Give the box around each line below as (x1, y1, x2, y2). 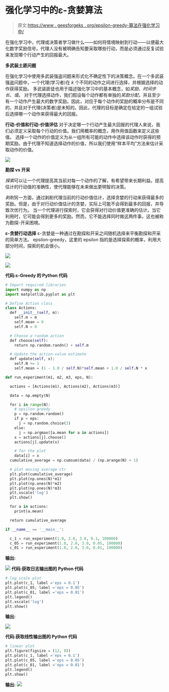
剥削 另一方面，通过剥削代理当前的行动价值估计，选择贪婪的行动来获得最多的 (5, 194, 164, 200)
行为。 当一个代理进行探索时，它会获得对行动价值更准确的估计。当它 (18, 207, 161, 213)
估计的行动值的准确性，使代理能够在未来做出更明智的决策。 (5, 184, 129, 190)
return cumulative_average (10, 517, 66, 523)
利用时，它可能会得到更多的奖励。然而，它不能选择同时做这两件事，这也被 (5, 213, 159, 219)
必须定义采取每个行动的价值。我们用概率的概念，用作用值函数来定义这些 (9, 128, 159, 134)
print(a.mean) (14, 509, 44, 514)
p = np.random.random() (14, 411, 64, 416)
